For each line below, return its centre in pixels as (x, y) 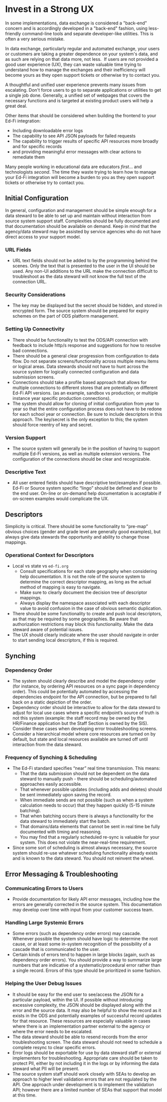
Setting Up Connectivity (35, 329)
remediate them (29, 157)
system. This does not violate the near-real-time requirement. (83, 842)
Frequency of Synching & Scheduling (51, 757)
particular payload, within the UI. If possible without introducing (78, 1000)
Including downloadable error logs (48, 130)
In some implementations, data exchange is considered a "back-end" (76, 23)
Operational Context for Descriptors (50, 555)
